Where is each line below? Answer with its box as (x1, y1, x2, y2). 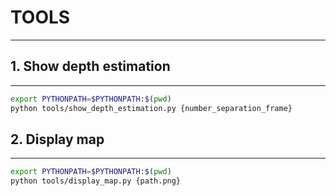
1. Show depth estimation (10, 58, 171, 75)
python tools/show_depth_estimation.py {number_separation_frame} (10, 103, 293, 113)
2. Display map (10, 131, 105, 148)
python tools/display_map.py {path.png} (10, 176, 182, 186)
